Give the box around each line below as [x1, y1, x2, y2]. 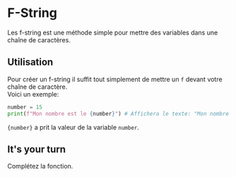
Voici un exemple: [7, 90, 59, 98]
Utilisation [7, 56, 54, 68]
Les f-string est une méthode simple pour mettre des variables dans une [7, 28, 218, 37]
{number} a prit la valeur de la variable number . [7, 123, 140, 131]
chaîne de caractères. [7, 35, 71, 44]
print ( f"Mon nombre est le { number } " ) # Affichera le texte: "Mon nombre [7, 110, 230, 117]
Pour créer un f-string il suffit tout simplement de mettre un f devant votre [7, 75, 223, 83]
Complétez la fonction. [7, 162, 73, 171]
